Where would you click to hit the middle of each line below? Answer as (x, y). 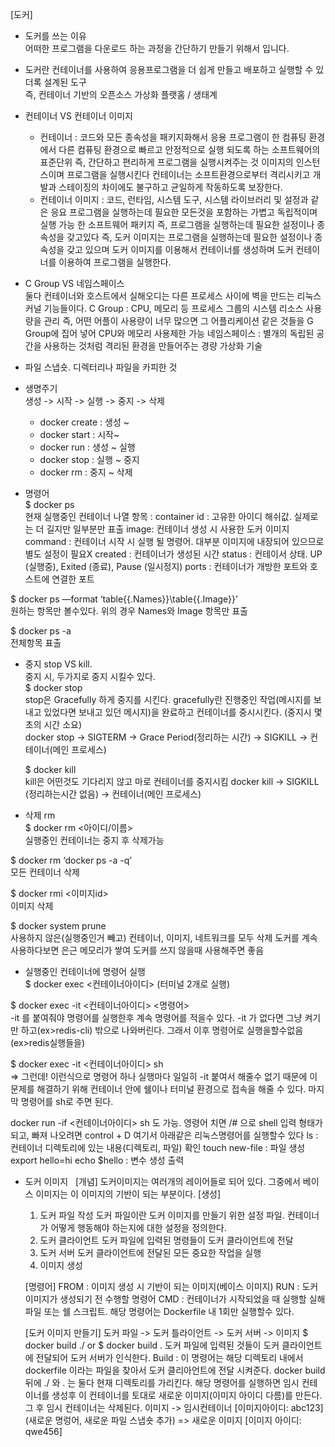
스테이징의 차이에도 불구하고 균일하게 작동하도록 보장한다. (170, 187)
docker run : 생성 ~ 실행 (87, 447)
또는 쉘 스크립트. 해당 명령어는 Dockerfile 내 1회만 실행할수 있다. (169, 1311)
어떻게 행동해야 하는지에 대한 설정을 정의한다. (138, 1227)
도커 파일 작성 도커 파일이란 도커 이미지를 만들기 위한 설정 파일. (162, 1215)
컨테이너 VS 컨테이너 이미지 (78, 116)
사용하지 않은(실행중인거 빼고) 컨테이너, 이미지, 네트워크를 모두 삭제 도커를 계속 (164, 937)
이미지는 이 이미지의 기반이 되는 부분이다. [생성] (128, 1194)
